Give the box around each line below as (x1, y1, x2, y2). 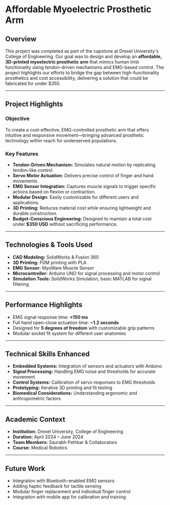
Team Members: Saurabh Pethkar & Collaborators (12, 439, 117, 446)
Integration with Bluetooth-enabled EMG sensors (12, 478, 115, 484)
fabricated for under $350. (5, 80, 61, 86)
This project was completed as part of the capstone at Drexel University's (5, 48, 159, 54)
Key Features (5, 150, 39, 157)
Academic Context (5, 415, 66, 424)
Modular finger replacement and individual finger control (12, 489, 131, 495)
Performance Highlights (5, 301, 82, 309)
